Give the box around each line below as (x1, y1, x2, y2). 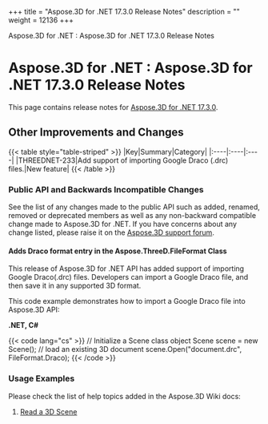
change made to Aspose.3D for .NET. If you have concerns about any (8, 220, 238, 229)
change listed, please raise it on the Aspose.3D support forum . (8, 228, 214, 237)
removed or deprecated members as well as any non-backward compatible (8, 211, 257, 220)
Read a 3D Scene (19, 406, 78, 416)
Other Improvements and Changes (8, 126, 184, 139)
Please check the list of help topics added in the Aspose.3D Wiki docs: (8, 391, 242, 401)
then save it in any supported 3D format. (8, 281, 142, 291)
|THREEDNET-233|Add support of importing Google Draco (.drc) (15, 155, 229, 165)
